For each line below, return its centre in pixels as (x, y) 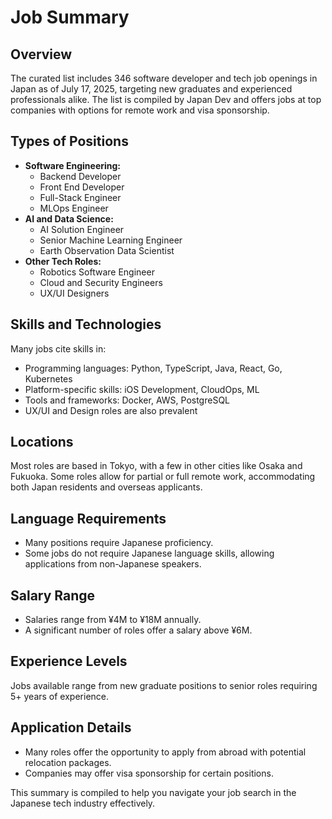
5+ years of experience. (60, 696)
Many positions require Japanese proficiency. (119, 543)
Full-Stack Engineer (80, 197)
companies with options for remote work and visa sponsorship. (140, 110)
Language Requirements (88, 518)
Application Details (71, 727)
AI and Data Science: (69, 218)
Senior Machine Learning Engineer (111, 240)
